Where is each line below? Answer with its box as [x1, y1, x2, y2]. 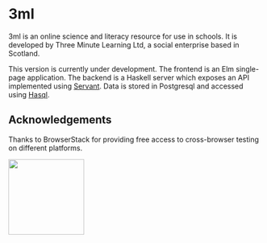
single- [236, 64, 260, 73]
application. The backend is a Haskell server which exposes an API [27, 72, 250, 82]
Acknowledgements [8, 113, 112, 127]
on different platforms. [8, 142, 83, 153]
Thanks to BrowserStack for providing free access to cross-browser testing [8, 134, 260, 144]
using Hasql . [8, 89, 50, 99]
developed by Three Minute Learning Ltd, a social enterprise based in [8, 39, 240, 49]
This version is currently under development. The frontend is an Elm [8, 64, 235, 73]
